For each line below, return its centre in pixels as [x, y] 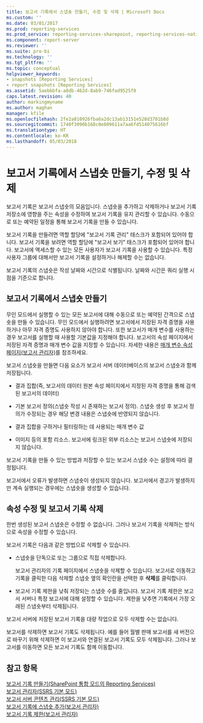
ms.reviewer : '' [27, 46]
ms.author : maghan [29, 108]
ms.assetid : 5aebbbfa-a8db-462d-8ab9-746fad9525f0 [71, 91]
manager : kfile [25, 113]
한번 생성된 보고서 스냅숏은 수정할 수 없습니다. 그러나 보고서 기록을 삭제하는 [95, 524]
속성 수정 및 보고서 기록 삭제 [55, 509]
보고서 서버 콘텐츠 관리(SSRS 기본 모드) [53, 699]
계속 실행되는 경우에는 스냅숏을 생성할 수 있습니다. [71, 488]
